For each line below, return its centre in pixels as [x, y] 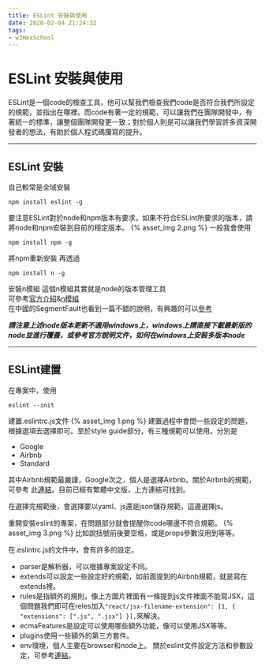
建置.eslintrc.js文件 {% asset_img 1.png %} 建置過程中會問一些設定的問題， [130, 421]
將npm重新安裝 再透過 [44, 258]
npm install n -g [37, 273]
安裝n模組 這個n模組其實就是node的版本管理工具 [87, 289]
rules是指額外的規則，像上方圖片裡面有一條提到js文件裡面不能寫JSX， [134, 596]
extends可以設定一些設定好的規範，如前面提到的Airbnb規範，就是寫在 [133, 576]
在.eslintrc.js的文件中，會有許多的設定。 [73, 549]
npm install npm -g [40, 242]
